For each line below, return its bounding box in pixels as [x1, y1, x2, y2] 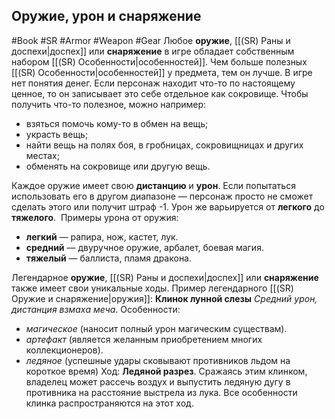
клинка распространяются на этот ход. [25, 397, 194, 409]
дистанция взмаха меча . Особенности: [11, 303, 181, 315]
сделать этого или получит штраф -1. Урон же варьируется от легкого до [11, 200, 325, 213]
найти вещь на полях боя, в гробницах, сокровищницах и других [25, 139, 304, 151]
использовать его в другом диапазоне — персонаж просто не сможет [11, 190, 314, 202]
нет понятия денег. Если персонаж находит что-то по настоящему [11, 77, 296, 89]
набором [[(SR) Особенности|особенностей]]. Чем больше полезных [11, 55, 308, 68]
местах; [25, 149, 60, 161]
